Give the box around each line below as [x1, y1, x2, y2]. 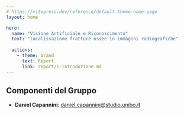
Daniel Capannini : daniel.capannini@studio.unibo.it [14, 102, 141, 109]
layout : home [6, 14, 38, 20]
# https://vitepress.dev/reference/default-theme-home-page [6, 8, 158, 15]
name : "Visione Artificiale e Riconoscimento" [11, 30, 128, 36]
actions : [11, 47, 33, 53]
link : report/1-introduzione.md [21, 64, 102, 69]
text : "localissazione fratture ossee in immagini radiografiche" [11, 36, 179, 42]
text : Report [21, 58, 54, 64]
